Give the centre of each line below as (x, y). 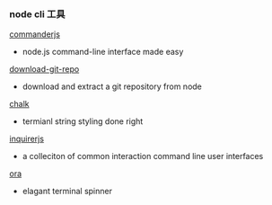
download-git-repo (44, 69)
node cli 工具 (37, 13)
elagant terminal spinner (67, 192)
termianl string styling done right (83, 121)
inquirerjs (27, 139)
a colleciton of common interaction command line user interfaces (143, 156)
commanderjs (35, 34)
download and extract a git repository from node (112, 86)
